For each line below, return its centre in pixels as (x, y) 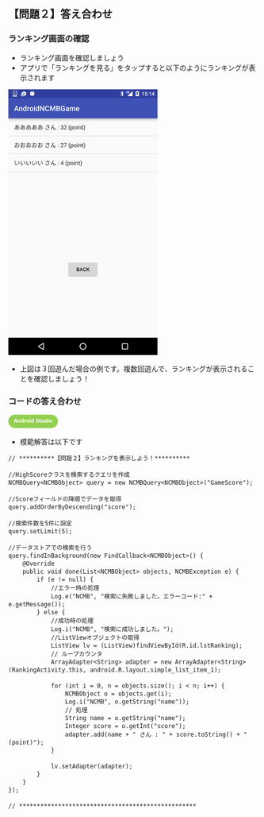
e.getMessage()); (37, 604)
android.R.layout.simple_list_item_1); (156, 670)
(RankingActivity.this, (48, 670)
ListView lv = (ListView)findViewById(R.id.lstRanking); (147, 645)
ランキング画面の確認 (49, 39)
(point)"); (26, 742)
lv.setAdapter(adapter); (92, 766)
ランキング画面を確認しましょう (72, 57)
